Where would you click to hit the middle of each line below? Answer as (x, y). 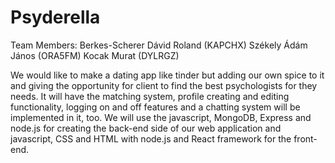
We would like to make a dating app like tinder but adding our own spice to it (167, 75)
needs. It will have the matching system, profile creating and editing (150, 96)
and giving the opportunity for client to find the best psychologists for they (164, 85)
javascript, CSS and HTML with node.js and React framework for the (151, 138)
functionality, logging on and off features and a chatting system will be (155, 107)
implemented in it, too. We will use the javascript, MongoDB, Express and (161, 117)
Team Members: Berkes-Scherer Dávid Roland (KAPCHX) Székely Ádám (159, 45)
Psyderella (55, 17)
